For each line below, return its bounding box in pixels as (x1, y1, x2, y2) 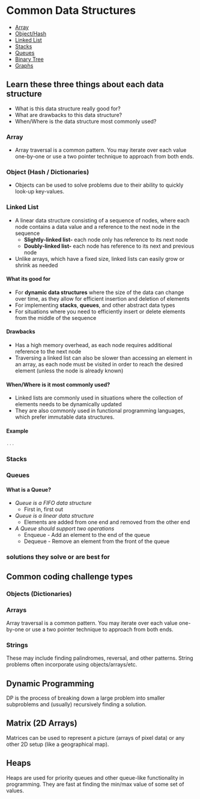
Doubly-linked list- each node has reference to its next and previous (23, 242, 195, 249)
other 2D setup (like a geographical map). (6, 741, 109, 748)
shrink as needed (14, 262, 58, 269)
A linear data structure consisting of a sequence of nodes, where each (14, 216, 190, 224)
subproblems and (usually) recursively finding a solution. (6, 701, 147, 708)
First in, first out (23, 506, 64, 513)
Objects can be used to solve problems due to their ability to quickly (14, 181, 184, 189)
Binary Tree (14, 55, 44, 63)
